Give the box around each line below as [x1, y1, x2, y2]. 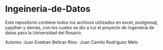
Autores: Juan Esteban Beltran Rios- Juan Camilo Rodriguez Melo [5, 39, 138, 45]
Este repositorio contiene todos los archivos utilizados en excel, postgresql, [5, 19, 159, 25]
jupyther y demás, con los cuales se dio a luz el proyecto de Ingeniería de [5, 24, 155, 30]
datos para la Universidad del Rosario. [5, 30, 82, 35]
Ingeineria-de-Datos [5, 3, 91, 15]
